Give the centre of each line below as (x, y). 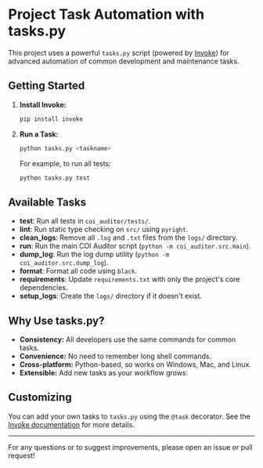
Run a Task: (39, 134)
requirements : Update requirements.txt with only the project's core (130, 279)
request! (22, 455)
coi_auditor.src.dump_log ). (64, 263)
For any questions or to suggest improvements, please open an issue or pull (130, 447)
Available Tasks (47, 202)
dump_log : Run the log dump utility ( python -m (94, 254)
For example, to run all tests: (65, 163)
